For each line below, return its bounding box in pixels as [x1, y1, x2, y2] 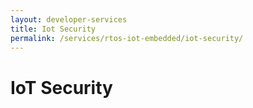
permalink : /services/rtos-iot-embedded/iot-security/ [10, 33, 244, 43]
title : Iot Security [10, 24, 97, 34]
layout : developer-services [10, 14, 128, 25]
